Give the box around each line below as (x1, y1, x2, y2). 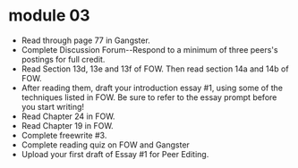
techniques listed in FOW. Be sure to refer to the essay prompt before (21, 91, 277, 103)
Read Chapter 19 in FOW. (21, 120, 114, 130)
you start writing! (21, 101, 85, 112)
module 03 (8, 5, 90, 26)
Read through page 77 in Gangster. (21, 35, 151, 46)
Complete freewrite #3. (21, 130, 107, 140)
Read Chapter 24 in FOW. (21, 111, 115, 122)
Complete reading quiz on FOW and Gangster (21, 139, 190, 150)
